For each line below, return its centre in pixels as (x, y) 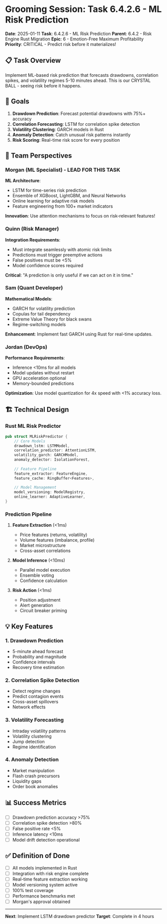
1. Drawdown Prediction (34, 640)
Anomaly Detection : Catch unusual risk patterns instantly (71, 135)
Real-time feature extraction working (50, 879)
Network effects (29, 707)
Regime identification (34, 747)
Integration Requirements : (33, 240)
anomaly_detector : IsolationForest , (52, 460)
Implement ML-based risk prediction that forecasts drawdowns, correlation (82, 75)
